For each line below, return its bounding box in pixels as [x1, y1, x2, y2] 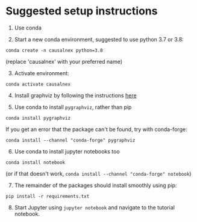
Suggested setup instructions [5, 4, 158, 18]
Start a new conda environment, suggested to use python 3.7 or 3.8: [14, 35, 184, 43]
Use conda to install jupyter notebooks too [14, 147, 120, 155]
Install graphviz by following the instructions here [14, 91, 137, 99]
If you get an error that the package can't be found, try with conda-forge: [5, 125, 187, 133]
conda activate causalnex [5, 81, 70, 87]
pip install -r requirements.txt [5, 193, 90, 199]
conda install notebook [5, 159, 66, 165]
